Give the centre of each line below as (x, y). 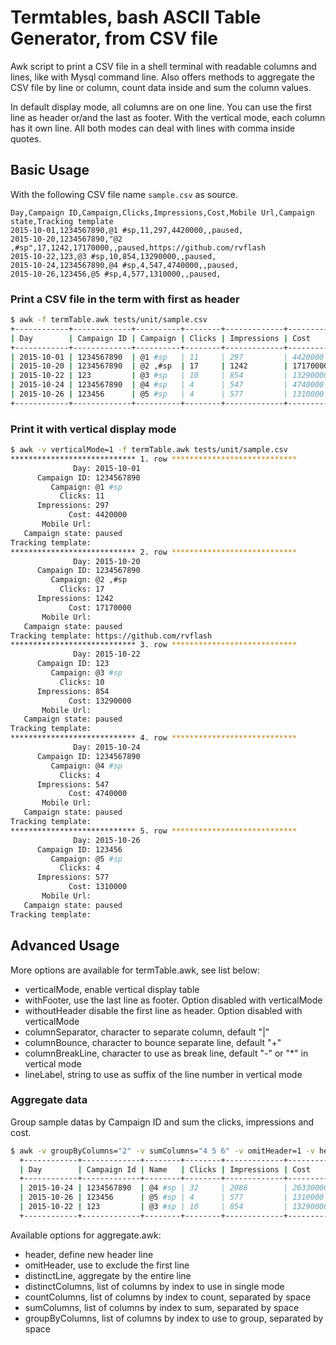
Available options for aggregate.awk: (86, 1235)
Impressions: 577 (73, 877)
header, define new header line (89, 1254)
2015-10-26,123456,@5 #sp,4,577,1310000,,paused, (116, 274)
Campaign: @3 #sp (86, 673)
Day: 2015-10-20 (107, 561)
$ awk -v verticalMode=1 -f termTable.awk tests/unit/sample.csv (149, 450)
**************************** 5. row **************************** (154, 831)
